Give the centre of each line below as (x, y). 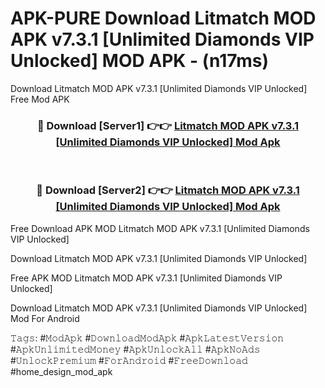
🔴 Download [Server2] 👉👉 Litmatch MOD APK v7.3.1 (168, 190)
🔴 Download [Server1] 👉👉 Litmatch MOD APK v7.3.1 (168, 125)
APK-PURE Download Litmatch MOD (163, 18)
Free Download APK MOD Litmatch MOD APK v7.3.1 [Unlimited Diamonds (160, 228)
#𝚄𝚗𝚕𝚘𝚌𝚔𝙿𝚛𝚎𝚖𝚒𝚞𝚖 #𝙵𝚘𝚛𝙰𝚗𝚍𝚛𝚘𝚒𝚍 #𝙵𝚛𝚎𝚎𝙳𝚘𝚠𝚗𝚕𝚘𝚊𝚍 (129, 360)
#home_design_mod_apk (61, 371)
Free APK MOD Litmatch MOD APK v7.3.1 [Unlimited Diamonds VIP (146, 278)
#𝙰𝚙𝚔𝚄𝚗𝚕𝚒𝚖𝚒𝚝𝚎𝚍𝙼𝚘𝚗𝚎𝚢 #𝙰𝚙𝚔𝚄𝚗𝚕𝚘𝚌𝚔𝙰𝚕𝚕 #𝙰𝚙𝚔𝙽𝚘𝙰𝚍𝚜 (135, 349)
